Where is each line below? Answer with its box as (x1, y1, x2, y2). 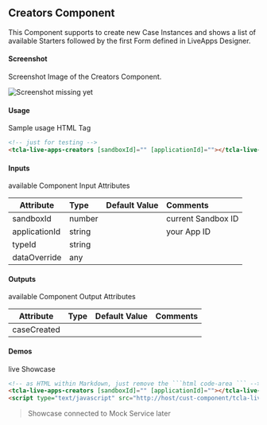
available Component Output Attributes (8, 292, 137, 302)
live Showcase (8, 364, 56, 373)
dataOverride (12, 252, 62, 263)
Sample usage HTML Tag (8, 123, 91, 133)
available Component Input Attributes (8, 181, 130, 190)
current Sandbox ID (166, 213, 239, 224)
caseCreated (12, 324, 61, 335)
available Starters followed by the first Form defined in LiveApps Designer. (8, 36, 251, 45)
